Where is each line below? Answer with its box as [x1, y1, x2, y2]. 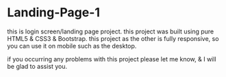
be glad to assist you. [7, 62, 68, 70]
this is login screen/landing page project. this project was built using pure [7, 27, 214, 35]
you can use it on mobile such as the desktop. [7, 42, 137, 50]
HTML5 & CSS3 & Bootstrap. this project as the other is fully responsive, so [7, 34, 219, 42]
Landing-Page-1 [7, 5, 101, 20]
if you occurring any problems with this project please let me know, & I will [7, 55, 217, 63]
